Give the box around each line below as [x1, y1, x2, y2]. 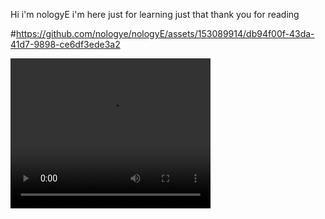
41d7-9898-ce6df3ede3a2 [10, 39, 121, 50]
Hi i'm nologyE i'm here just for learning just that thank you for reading [10, 9, 300, 20]
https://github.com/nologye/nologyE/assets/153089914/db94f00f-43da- [15, 28, 315, 39]
